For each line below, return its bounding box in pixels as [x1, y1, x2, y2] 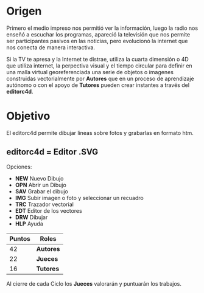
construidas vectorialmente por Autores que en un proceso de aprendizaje [6, 75, 195, 82]
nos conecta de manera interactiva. [6, 44, 96, 51]
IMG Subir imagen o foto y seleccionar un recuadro [15, 194, 144, 201]
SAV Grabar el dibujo [15, 187, 68, 195]
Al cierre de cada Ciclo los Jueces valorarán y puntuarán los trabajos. [6, 280, 181, 287]
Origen [6, 4, 42, 18]
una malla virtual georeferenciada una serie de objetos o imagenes [6, 68, 174, 75]
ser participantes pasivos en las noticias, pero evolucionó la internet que [6, 37, 188, 44]
